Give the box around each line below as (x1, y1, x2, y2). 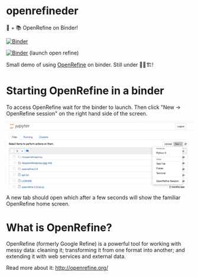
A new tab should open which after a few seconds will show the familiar (6, 194, 181, 201)
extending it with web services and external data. (6, 253, 126, 260)
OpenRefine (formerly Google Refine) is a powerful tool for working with (6, 240, 181, 247)
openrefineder (6, 4, 79, 18)
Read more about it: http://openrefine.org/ (6, 265, 108, 272)
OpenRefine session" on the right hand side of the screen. (6, 109, 148, 117)
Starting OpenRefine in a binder (6, 84, 164, 98)
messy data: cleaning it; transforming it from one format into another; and (6, 247, 185, 254)
